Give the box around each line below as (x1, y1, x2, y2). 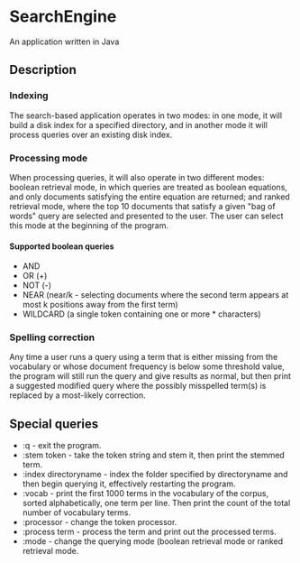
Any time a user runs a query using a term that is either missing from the (9, 352, 278, 363)
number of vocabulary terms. (22, 507, 132, 518)
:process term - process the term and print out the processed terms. (22, 526, 277, 538)
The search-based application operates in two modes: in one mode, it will (9, 110, 282, 121)
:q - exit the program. (22, 440, 102, 451)
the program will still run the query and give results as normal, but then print (9, 371, 291, 382)
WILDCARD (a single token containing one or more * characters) (22, 309, 261, 319)
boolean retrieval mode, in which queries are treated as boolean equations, (9, 181, 288, 192)
